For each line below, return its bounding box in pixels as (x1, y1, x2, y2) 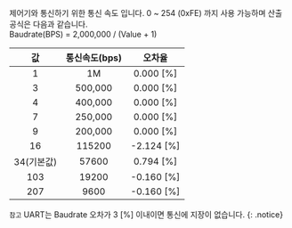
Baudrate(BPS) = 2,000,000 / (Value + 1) (9, 29, 158, 39)
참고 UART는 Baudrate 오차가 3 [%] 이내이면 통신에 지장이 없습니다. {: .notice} (9, 209, 283, 220)
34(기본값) (13, 156, 58, 167)
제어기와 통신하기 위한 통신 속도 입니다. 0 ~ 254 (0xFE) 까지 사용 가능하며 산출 (9, 8, 283, 18)
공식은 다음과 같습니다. (9, 19, 88, 29)
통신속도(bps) (65, 52, 122, 64)
